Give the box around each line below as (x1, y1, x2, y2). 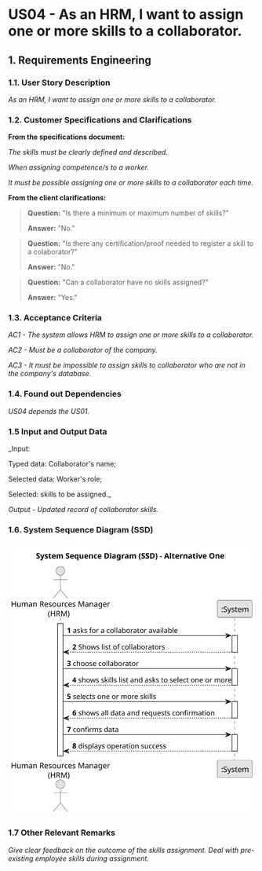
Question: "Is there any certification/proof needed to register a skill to (27, 239, 254, 248)
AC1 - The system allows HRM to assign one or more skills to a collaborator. (8, 330, 254, 339)
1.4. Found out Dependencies (8, 389, 122, 400)
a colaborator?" (27, 247, 78, 257)
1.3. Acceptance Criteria (8, 313, 102, 324)
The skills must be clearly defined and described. (8, 148, 169, 157)
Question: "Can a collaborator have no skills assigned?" (27, 277, 209, 287)
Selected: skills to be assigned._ (8, 489, 111, 500)
